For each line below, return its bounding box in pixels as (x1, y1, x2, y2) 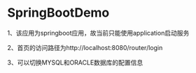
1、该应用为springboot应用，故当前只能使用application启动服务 (7, 29, 190, 37)
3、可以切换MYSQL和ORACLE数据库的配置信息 (7, 58, 143, 67)
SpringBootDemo (7, 5, 110, 21)
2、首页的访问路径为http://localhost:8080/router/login (7, 43, 163, 51)
